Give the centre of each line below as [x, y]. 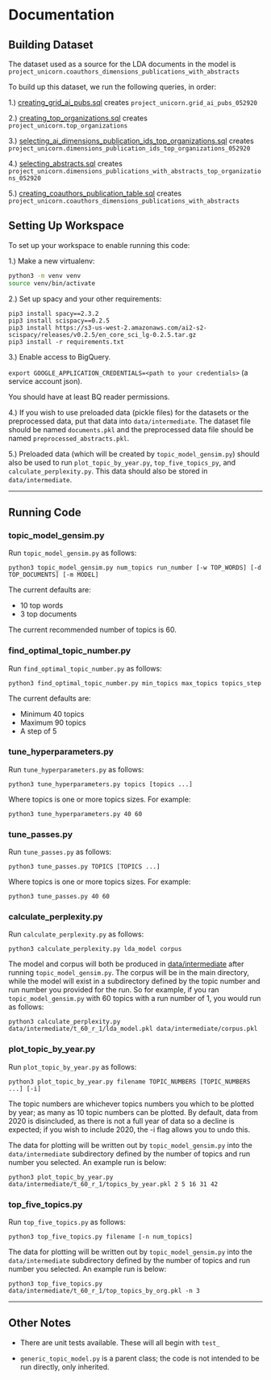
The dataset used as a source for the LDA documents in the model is [122, 64]
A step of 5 [38, 731]
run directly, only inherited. [65, 1366]
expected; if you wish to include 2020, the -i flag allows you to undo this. [129, 1130]
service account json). [46, 381]
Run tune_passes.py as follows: [60, 852]
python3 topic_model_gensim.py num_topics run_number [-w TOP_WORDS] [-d [135, 568]
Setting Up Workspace [66, 226]
